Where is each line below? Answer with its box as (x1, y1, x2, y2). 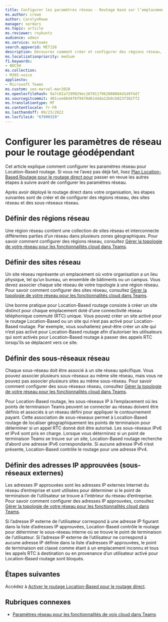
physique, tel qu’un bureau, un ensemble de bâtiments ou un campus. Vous (5, 277, 161, 283)
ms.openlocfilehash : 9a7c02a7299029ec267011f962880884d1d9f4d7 (5, 91, 140, 96)
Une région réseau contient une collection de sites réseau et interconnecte (5, 228, 159, 234)
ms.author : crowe (5, 12, 41, 17)
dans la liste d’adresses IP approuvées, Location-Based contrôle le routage (5, 523, 159, 529)
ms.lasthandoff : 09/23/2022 (5, 110, 64, 115)
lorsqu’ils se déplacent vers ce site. (5, 339, 78, 346)
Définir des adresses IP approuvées (5, 461, 118, 469)
